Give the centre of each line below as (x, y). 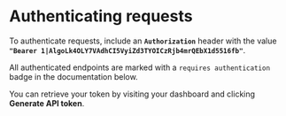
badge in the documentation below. (74, 76)
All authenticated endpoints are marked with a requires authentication (140, 67)
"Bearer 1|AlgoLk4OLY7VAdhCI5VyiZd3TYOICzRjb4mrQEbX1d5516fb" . (128, 50)
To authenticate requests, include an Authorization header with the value (143, 41)
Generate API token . (47, 103)
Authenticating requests (101, 16)
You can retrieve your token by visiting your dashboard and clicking (132, 94)
